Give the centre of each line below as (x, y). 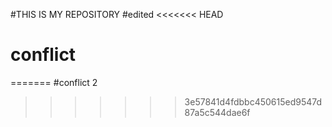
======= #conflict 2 (54, 82)
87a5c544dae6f (217, 112)
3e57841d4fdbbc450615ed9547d (253, 101)
